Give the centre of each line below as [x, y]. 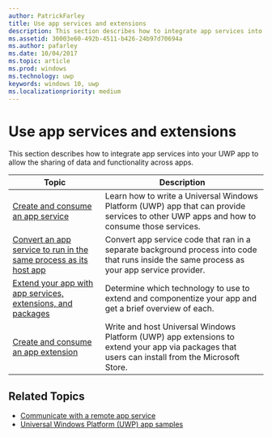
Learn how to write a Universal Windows [182, 196]
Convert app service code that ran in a [178, 240]
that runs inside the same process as [175, 260]
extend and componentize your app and [181, 298]
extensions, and [42, 303]
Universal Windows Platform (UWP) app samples [102, 424]
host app [29, 270]
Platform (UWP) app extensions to [170, 337]
